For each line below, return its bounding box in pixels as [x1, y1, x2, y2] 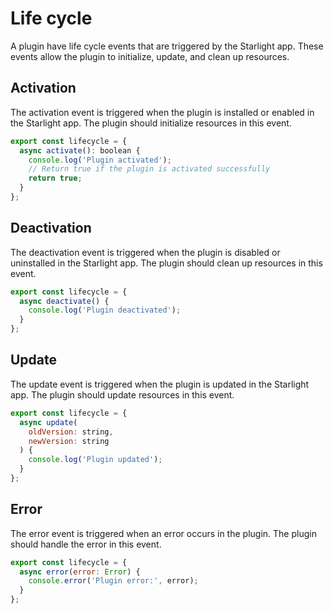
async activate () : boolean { [19, 145, 141, 156]
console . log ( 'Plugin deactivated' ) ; [28, 305, 182, 316]
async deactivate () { [19, 296, 110, 306]
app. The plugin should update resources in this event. [10, 388, 235, 401]
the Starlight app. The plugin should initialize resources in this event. [10, 117, 292, 129]
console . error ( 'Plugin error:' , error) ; [28, 576, 199, 586]
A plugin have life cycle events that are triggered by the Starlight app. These [10, 40, 324, 52]
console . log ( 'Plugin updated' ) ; [28, 455, 163, 465]
